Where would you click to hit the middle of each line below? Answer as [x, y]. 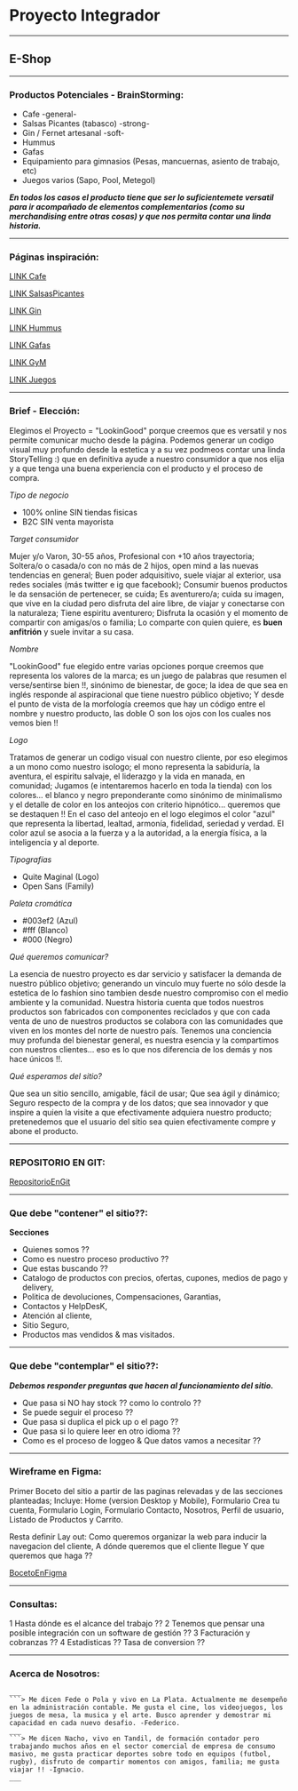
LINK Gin [25, 311]
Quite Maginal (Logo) [61, 876]
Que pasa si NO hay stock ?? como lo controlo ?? [111, 1403]
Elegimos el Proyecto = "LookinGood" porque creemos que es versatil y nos [148, 430]
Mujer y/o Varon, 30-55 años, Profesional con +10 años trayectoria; [132, 556]
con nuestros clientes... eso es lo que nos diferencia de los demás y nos [141, 1049]
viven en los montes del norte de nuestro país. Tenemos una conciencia [141, 1030]
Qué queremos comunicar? [59, 956]
